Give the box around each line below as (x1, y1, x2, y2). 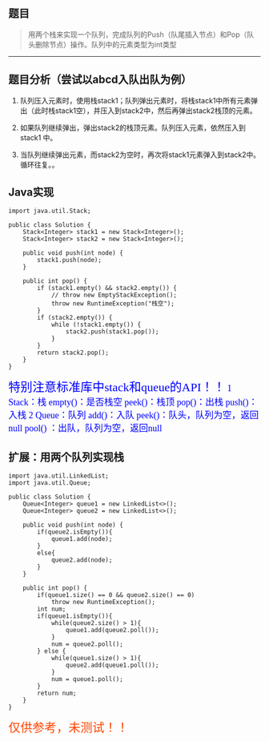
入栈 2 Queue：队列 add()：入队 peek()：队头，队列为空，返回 (8, 410, 259, 421)
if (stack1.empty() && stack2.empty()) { (37, 284, 178, 292)
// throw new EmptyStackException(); (50, 291, 178, 300)
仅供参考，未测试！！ (8, 721, 129, 735)
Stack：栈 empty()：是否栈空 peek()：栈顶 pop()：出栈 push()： (8, 397, 258, 408)
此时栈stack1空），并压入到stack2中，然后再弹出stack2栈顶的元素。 (34, 106, 258, 115)
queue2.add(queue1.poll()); (65, 661, 159, 670)
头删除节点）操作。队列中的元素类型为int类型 (27, 39, 178, 49)
